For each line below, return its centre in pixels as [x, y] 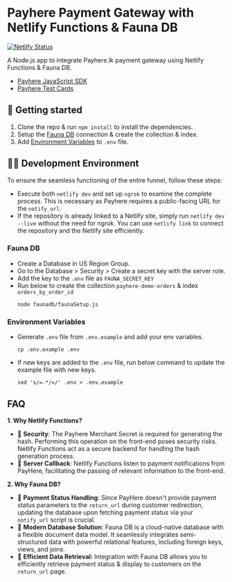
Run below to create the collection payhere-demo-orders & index [108, 285]
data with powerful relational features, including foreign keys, [136, 542]
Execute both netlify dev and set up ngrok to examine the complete [115, 194]
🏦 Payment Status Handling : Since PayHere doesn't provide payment [117, 497]
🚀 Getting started [45, 110]
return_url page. [42, 571]
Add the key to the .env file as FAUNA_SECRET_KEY [86, 278]
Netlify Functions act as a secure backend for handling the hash [108, 448]
